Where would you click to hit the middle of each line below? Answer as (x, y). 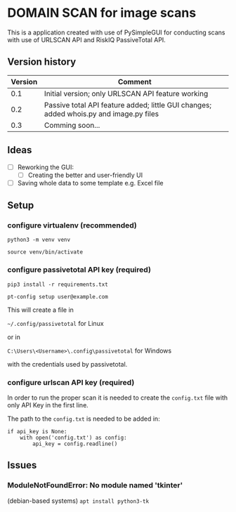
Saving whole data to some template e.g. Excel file (90, 183)
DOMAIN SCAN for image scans (102, 13)
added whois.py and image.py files (102, 114)
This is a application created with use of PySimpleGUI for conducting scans (116, 32)
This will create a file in (40, 310)
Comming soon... (72, 125)
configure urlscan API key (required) (71, 382)
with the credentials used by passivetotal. (67, 364)
